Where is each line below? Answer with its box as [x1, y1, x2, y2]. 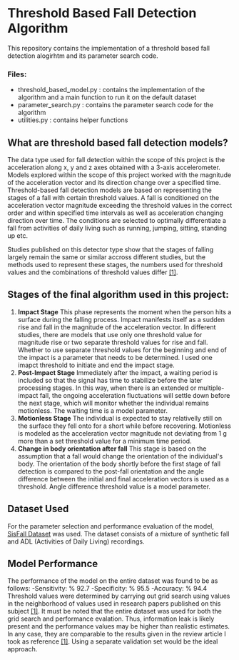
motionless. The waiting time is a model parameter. [17, 406, 168, 415]
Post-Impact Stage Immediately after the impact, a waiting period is [17, 368, 218, 376]
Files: [7, 69, 27, 79]
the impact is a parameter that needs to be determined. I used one [17, 353, 213, 361]
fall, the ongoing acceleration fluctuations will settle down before [39, 391, 230, 399]
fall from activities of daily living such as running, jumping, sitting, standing [7, 224, 227, 233]
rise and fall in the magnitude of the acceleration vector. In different [17, 323, 216, 331]
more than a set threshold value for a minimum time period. [17, 436, 192, 445]
